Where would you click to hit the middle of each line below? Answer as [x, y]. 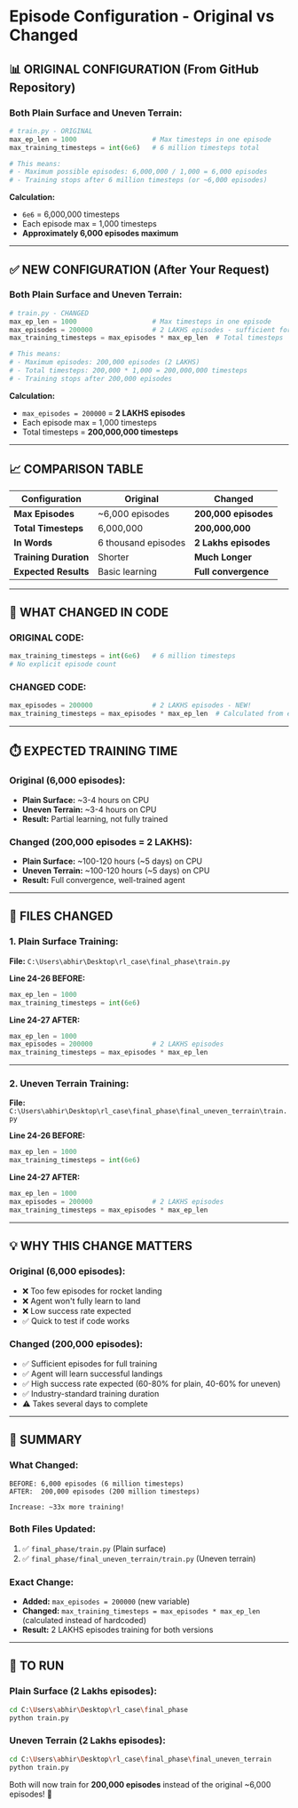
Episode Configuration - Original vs [142, 16]
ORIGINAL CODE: [47, 637]
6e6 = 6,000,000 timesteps [71, 214]
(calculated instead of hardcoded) [84, 1621]
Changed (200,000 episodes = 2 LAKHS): [101, 841]
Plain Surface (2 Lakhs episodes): [83, 1692]
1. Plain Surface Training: [64, 942]
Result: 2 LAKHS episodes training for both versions [118, 1630]
